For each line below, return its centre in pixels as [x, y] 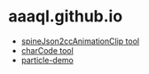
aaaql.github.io [66, 16]
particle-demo [47, 60]
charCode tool [47, 50]
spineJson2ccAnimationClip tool [80, 41]
